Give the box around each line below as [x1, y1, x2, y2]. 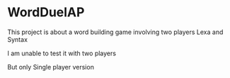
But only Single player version [7, 62, 94, 71]
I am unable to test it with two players [7, 49, 117, 57]
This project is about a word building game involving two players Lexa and [7, 28, 224, 36]
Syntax [7, 35, 28, 43]
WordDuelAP [7, 4, 85, 21]
